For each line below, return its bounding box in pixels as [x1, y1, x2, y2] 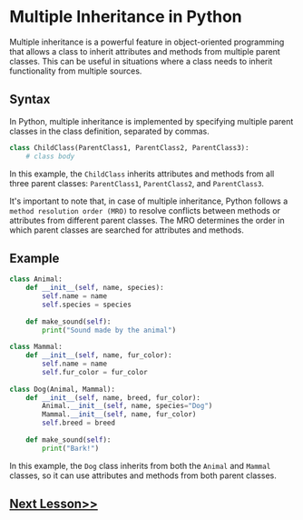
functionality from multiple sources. [9, 65, 142, 76]
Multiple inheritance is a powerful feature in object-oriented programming [9, 36, 285, 47]
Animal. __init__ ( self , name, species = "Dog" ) [42, 402, 213, 411]
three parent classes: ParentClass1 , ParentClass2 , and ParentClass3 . [9, 177, 265, 188]
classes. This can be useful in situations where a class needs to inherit [9, 55, 273, 66]
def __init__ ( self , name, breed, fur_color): [25, 393, 201, 402]
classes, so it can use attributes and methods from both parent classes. [9, 470, 277, 481]
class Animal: [9, 275, 64, 284]
